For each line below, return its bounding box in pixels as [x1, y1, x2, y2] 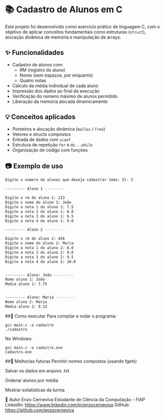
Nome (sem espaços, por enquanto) [19, 72, 94, 78]
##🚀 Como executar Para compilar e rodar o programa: [5, 313, 117, 319]
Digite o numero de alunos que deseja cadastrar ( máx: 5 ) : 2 [5, 178, 133, 183]
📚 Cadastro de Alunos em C [5, 4, 123, 15]
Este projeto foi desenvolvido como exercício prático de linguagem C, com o [5, 23, 160, 30]
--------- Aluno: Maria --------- [5, 295, 76, 300]
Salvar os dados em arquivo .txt [5, 368, 70, 373]
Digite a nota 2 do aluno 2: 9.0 [5, 250, 74, 255]
